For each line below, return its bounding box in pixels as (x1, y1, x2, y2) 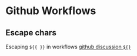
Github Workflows (5, 4, 96, 18)
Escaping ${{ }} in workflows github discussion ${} (5, 43, 131, 50)
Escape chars (5, 28, 56, 38)
